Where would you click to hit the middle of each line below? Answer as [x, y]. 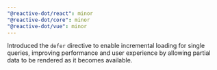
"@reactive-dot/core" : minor [49, 20]
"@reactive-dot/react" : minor [50, 13]
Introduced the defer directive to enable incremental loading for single [106, 46]
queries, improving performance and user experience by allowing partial [109, 53]
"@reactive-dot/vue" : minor [47, 26]
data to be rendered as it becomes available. [70, 60]
